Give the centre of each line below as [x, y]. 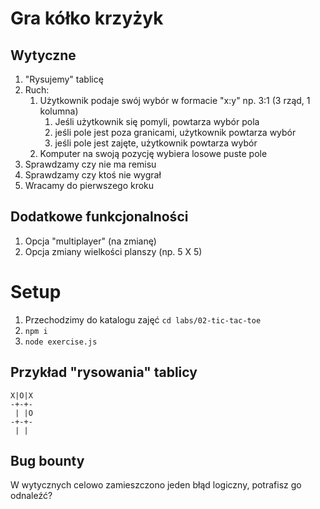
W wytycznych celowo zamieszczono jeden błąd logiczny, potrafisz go [156, 485]
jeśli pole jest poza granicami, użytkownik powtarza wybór [175, 132]
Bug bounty [47, 460]
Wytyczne [43, 55]
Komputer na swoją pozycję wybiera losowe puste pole [153, 153]
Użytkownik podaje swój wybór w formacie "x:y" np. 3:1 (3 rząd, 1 [175, 100]
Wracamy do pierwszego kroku [89, 185]
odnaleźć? [31, 496]
